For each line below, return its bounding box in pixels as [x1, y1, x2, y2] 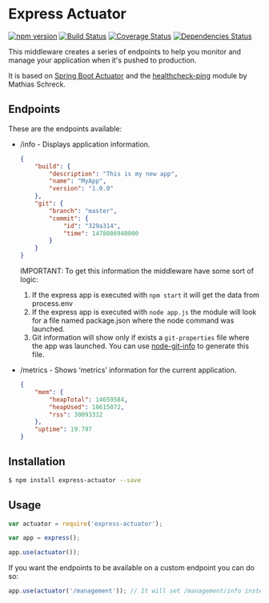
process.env [31, 299, 74, 308]
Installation [8, 455, 66, 468]
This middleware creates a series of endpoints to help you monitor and [8, 46, 242, 56]
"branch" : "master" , [49, 207, 118, 215]
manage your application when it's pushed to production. [8, 55, 197, 65]
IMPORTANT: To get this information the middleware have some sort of [19, 266, 255, 275]
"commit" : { [49, 214, 89, 223]
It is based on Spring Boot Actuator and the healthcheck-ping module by [8, 70, 247, 80]
